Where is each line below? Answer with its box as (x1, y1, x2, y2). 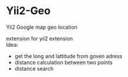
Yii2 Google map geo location (6, 24, 78, 31)
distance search (14, 65, 54, 72)
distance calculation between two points (14, 59, 113, 66)
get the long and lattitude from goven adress (14, 52, 123, 59)
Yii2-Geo (6, 4, 51, 18)
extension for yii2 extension (6, 35, 73, 42)
